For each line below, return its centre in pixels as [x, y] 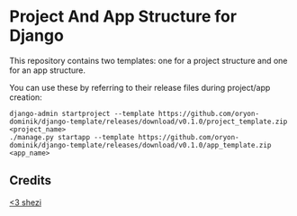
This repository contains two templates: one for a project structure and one [148, 60]
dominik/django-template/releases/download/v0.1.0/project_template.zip [148, 121]
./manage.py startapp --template [72, 137]
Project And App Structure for [123, 17]
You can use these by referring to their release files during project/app [140, 87]
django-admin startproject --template [82, 113]
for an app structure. [47, 70]
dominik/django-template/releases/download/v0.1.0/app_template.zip [140, 145]
